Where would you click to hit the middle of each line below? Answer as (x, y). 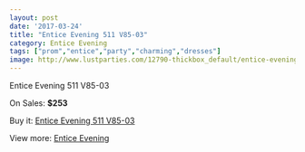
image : (22, 60)
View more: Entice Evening (59, 138)
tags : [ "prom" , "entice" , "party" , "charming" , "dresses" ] (115, 52)
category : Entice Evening (58, 43)
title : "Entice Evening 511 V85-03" (79, 34)
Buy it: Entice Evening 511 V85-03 (72, 120)
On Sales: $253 (39, 103)
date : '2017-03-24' (46, 26)
